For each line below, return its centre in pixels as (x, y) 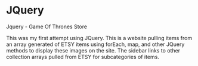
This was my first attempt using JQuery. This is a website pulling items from (99, 38)
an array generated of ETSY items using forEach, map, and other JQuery (95, 44)
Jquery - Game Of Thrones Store (47, 27)
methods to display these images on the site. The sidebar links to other (93, 50)
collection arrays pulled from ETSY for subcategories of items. (83, 57)
